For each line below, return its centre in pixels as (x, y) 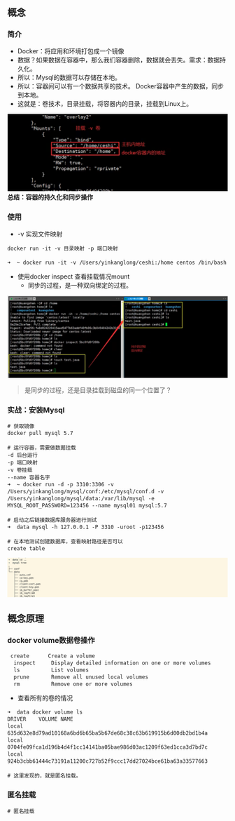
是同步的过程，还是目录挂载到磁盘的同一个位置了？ (98, 390)
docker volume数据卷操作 (51, 640)
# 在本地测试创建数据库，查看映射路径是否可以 (65, 541)
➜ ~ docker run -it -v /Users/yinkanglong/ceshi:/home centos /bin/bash (117, 262)
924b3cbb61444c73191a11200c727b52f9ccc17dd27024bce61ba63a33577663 (108, 761)
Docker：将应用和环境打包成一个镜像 (71, 51)
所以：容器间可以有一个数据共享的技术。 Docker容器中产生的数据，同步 (121, 86)
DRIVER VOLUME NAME (40, 719)
